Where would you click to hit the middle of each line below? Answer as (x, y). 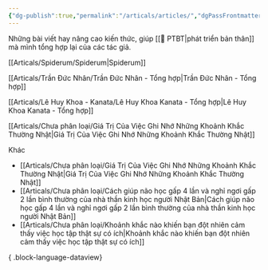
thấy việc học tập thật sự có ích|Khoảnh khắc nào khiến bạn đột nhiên (135, 233)
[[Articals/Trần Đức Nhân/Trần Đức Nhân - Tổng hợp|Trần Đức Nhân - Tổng (132, 77)
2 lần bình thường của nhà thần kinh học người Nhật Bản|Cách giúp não (137, 199)
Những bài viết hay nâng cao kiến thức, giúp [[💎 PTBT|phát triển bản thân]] (132, 38)
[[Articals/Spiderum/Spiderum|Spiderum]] (77, 62)
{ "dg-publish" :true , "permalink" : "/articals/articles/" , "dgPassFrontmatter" (137, 16)
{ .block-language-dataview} (55, 257)
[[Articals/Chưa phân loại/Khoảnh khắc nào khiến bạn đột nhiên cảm (132, 224)
